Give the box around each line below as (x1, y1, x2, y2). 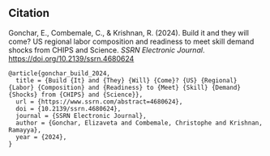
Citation (8, 6, 50, 20)
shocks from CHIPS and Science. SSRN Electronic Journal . (8, 44, 205, 55)
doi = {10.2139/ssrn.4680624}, (15, 104, 122, 112)
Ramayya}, (8, 125, 42, 134)
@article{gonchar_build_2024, (8, 69, 111, 78)
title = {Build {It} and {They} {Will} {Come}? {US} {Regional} (15, 76, 238, 84)
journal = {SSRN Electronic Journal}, (15, 112, 148, 120)
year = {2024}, (15, 133, 67, 141)
